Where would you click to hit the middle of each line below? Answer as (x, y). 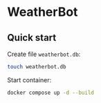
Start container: (29, 79)
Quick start (32, 38)
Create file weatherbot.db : (44, 54)
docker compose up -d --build (51, 93)
